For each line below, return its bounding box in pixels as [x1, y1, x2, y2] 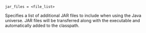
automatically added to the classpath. [5, 23, 80, 28]
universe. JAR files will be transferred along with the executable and [5, 18, 140, 23]
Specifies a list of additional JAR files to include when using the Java [5, 13, 142, 18]
